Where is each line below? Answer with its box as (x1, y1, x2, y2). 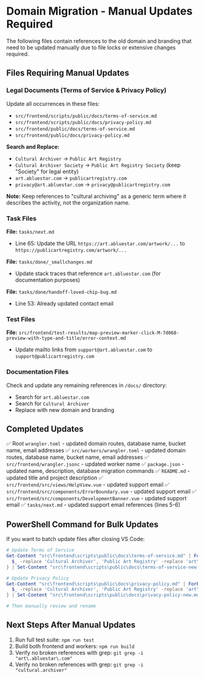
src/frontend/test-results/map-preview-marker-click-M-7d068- (18, 330, 180, 336)
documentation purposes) (15, 276, 81, 284)
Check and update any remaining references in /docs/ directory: (6, 382, 167, 389)
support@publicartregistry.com (15, 354, 95, 360)
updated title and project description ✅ (6, 474, 104, 481)
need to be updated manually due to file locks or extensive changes (6, 44, 176, 51)
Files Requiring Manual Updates (6, 68, 129, 79)
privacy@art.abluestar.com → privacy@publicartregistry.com (15, 181, 171, 188)
